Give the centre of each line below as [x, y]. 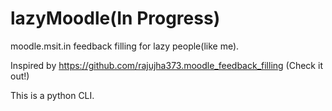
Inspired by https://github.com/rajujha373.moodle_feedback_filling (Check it [166, 65]
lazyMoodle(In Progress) [115, 18]
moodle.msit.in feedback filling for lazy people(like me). [125, 46]
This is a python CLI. [52, 95]
